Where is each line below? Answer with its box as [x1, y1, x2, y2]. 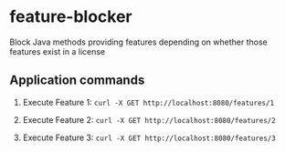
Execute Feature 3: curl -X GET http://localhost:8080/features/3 [22, 132, 277, 143]
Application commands [9, 73, 145, 88]
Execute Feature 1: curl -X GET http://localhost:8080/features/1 [22, 96, 275, 107]
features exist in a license [9, 46, 106, 56]
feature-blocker [9, 6, 132, 27]
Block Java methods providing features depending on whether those [9, 36, 268, 47]
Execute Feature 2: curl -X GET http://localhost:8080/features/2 [22, 114, 276, 125]
